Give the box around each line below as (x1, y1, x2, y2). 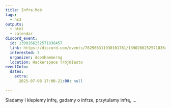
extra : (14, 74, 28, 79)
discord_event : (5, 36, 38, 41)
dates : (10, 69, 24, 74)
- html (10, 26, 24, 32)
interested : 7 (10, 50, 40, 55)
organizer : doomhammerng (10, 55, 63, 60)
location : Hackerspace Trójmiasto (10, 60, 83, 65)
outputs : (5, 21, 24, 27)
